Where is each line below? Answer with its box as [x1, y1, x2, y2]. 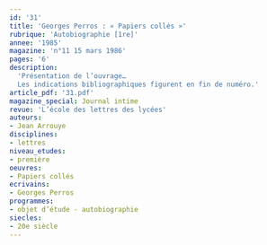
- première [9, 154, 50, 164]
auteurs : [9, 113, 42, 122]
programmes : [9, 197, 54, 206]
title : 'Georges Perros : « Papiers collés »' [9, 22, 187, 31]
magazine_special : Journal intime [9, 96, 139, 106]
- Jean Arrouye [9, 122, 67, 131]
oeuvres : [9, 163, 42, 172]
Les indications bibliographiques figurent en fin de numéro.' [17, 80, 259, 89]
